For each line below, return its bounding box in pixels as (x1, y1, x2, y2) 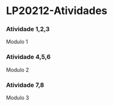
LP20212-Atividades (6, 4, 108, 18)
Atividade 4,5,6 (6, 53, 51, 61)
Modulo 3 (6, 94, 29, 101)
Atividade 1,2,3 (6, 25, 50, 33)
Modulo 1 (6, 38, 28, 45)
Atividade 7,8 (6, 81, 44, 89)
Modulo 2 (6, 66, 29, 73)
